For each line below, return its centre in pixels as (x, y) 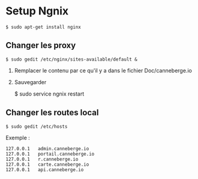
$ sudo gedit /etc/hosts (37, 126)
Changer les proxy (41, 45)
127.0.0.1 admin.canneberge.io (47, 148)
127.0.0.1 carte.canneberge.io (47, 164)
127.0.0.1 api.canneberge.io (45, 169)
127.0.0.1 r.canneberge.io (42, 159)
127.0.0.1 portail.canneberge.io (50, 154)
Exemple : (18, 138)
